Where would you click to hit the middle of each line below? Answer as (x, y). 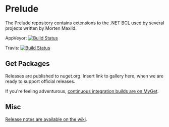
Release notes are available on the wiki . (46, 119)
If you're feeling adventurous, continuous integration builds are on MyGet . (82, 91)
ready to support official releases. (40, 81)
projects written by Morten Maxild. (41, 28)
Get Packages (27, 64)
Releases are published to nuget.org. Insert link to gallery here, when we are (84, 76)
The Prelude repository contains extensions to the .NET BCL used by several (85, 23)
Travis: (12, 48)
